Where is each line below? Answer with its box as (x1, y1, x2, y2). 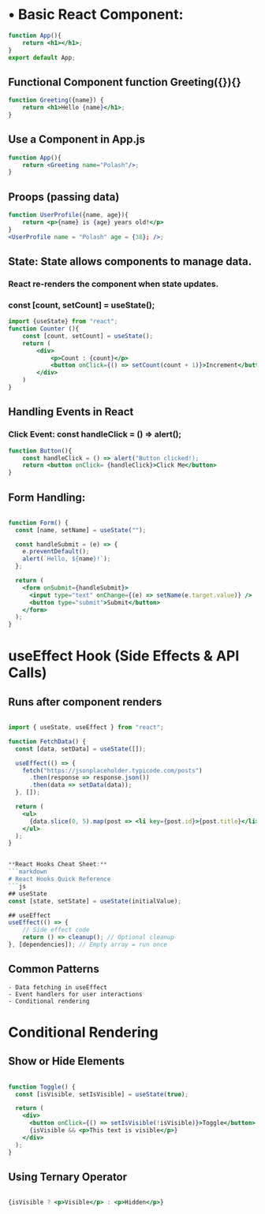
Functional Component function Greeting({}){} (8, 75, 242, 88)
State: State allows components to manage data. (8, 255, 252, 269)
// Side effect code (22, 926, 90, 934)
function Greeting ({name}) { (8, 96, 104, 104)
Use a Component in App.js (8, 132, 146, 147)
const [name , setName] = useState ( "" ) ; (15, 526, 147, 534)
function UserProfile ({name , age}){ (8, 211, 129, 219)
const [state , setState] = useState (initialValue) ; (8, 897, 181, 905)
